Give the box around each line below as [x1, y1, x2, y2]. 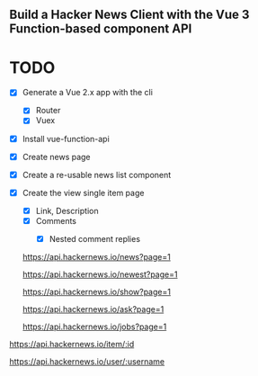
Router [35, 105, 61, 116]
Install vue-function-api [22, 133, 110, 144]
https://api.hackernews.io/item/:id [9, 338, 135, 349]
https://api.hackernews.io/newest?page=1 [22, 269, 178, 280]
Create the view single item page [22, 187, 145, 198]
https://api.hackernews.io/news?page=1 [22, 251, 171, 262]
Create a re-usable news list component [22, 169, 172, 180]
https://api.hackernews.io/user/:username [9, 355, 165, 367]
